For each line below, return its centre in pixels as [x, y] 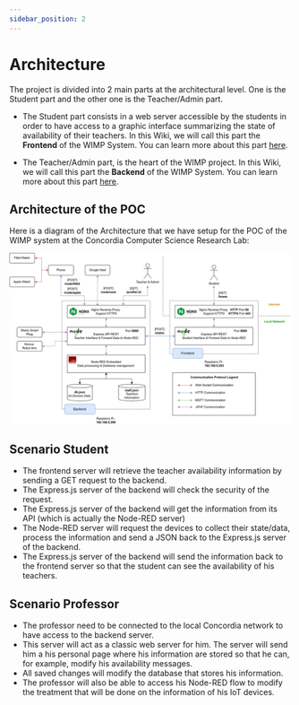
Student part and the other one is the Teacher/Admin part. [116, 99]
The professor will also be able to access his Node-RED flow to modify [153, 683]
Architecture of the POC [77, 209]
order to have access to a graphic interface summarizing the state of [149, 126]
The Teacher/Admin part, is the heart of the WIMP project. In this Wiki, [152, 162]
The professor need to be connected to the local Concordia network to [153, 626]
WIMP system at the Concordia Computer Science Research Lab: [129, 240]
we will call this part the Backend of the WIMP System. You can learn [149, 171]
